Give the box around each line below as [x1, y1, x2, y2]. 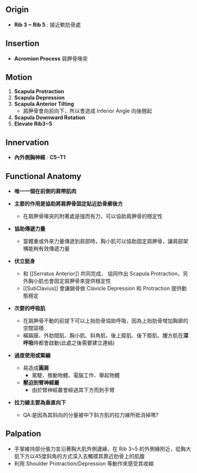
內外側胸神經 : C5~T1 [14, 154, 66, 161]
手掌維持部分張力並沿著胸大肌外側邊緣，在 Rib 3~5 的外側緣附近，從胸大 [14, 445, 191, 452]
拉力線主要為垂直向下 [14, 399, 66, 406]
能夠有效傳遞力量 [28, 245, 70, 252]
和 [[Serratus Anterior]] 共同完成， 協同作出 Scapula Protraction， [22, 270, 183, 277]
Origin [5, 5, 29, 15]
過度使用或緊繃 [14, 352, 51, 359]
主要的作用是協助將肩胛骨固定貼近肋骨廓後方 [14, 200, 123, 207]
